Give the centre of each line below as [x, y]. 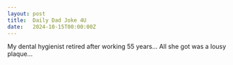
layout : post [26, 14]
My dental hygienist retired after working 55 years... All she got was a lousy [117, 47]
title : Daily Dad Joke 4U [47, 20]
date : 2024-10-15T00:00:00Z [52, 27]
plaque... [20, 54]
